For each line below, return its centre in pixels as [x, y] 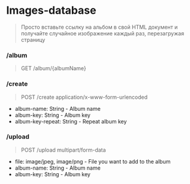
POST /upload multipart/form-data [63, 150]
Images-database [51, 10]
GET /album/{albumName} [54, 68]
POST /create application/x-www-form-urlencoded [84, 97]
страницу [33, 40]
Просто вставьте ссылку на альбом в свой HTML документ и [99, 27]
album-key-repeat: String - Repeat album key [71, 121]
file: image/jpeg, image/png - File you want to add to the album [93, 161]
